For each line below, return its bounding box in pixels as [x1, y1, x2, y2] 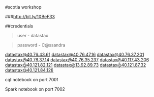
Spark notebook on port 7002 [5, 86, 65, 92]
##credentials [5, 23, 33, 29]
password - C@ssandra [17, 42, 65, 48]
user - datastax [17, 33, 48, 38]
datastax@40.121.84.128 [5, 67, 54, 73]
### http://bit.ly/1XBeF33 [5, 14, 55, 19]
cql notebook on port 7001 [5, 77, 59, 82]
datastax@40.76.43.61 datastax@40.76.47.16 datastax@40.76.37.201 [5, 51, 144, 57]
